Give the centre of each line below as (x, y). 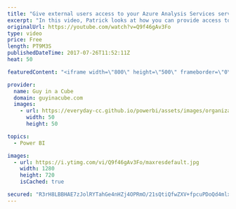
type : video (25, 33)
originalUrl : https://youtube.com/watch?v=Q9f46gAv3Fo (89, 27)
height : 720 (37, 175)
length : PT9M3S (29, 46)
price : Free (25, 40)
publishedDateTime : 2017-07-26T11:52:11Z (69, 53)
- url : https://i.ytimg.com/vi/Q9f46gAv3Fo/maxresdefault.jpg (106, 162)
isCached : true (42, 182)
